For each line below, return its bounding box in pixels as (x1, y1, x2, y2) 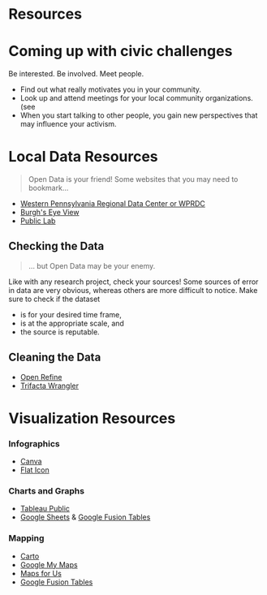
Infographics (8, 438, 60, 449)
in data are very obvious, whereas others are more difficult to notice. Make (8, 285, 258, 295)
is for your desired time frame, (19, 309, 122, 319)
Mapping (8, 532, 45, 544)
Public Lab (19, 216, 56, 226)
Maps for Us (19, 568, 62, 578)
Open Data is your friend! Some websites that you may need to (28, 175, 239, 184)
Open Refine (19, 372, 62, 382)
